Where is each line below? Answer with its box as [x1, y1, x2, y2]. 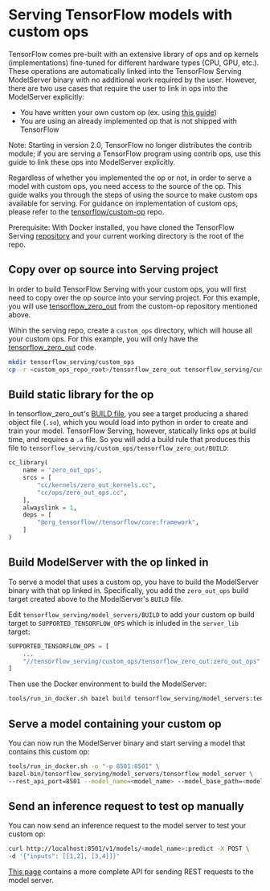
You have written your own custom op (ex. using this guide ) [19, 107, 217, 117]
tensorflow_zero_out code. [8, 342, 96, 352]
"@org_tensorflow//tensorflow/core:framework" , [37, 518, 199, 527]
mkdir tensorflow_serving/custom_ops [8, 358, 135, 366]
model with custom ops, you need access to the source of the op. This [8, 181, 242, 190]
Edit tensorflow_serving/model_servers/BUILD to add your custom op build [8, 609, 255, 619]
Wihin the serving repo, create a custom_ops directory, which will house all [8, 325, 253, 335]
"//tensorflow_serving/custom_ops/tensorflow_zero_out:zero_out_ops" [22, 657, 261, 665]
